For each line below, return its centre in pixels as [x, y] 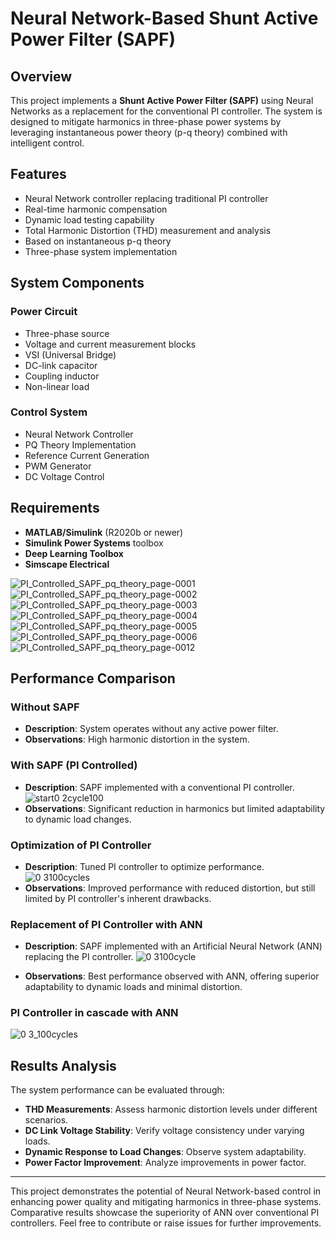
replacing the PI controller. [79, 957]
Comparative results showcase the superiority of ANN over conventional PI [165, 1213]
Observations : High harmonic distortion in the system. [137, 739]
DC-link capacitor [61, 365]
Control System [49, 412]
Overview [41, 76]
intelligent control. [47, 143]
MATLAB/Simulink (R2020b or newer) [104, 532]
